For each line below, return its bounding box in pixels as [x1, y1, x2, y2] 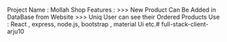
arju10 [7, 27, 25, 35]
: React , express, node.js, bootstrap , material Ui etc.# [7, 20, 160, 28]
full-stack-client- [161, 20, 209, 28]
